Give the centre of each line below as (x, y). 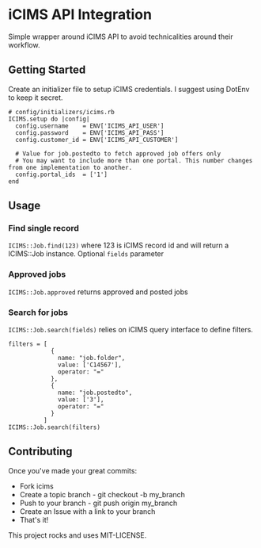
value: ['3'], (81, 400)
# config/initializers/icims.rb (61, 112)
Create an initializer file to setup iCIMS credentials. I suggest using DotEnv (129, 89)
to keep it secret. (36, 98)
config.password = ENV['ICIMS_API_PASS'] (90, 132)
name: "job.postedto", (95, 393)
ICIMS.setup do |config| (49, 119)
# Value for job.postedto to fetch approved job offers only (118, 153)
